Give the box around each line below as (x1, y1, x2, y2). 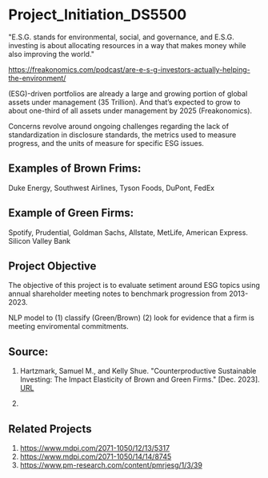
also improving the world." (8, 49, 94, 59)
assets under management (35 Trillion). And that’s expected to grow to (8, 97, 241, 107)
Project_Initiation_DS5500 (8, 6, 187, 24)
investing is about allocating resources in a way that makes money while (8, 40, 246, 50)
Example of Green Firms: (8, 206, 134, 220)
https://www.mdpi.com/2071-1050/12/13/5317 (19, 444, 170, 452)
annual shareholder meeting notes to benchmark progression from (8, 289, 228, 298)
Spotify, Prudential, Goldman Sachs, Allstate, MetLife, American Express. (8, 227, 248, 237)
